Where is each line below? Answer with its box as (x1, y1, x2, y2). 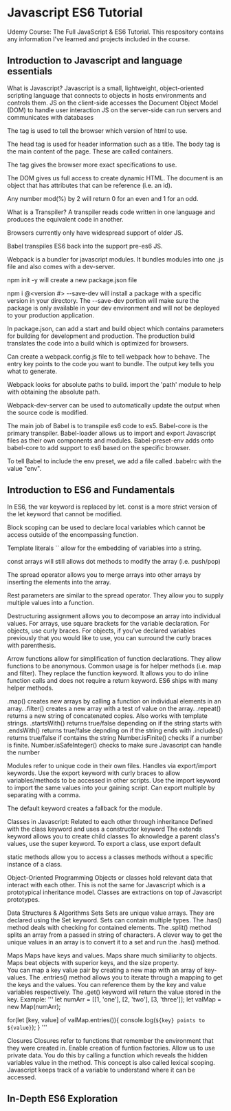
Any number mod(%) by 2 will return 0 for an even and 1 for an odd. (7, 194, 199, 202)
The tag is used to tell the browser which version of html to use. (7, 126, 188, 135)
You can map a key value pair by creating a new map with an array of (7, 966, 203, 974)
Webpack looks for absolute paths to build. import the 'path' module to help (7, 380, 221, 388)
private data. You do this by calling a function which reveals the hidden (7, 1051, 208, 1059)
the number (7, 748, 40, 756)
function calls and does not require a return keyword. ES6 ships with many (7, 676, 218, 684)
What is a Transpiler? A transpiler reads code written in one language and (7, 208, 215, 216)
